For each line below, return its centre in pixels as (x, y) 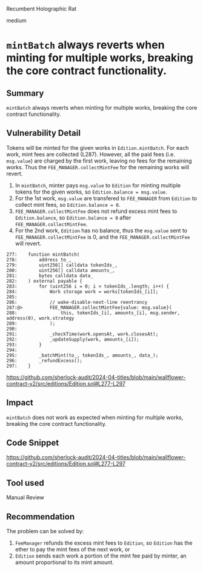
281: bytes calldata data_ (50, 275)
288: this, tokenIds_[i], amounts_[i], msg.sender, (93, 313)
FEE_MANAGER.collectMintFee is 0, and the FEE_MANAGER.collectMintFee (102, 237)
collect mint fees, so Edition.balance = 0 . (68, 204)
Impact (20, 403)
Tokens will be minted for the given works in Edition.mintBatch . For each (98, 147)
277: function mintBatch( (43, 254)
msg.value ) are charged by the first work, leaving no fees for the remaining (99, 161)
